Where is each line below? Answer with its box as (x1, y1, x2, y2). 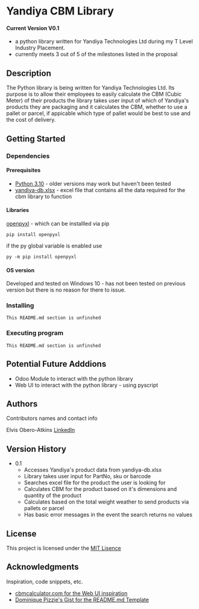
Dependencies (6, 152, 50, 160)
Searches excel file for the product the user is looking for (24, 479, 166, 486)
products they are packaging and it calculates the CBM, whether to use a (6, 104, 188, 111)
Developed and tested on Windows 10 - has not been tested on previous (6, 280, 186, 287)
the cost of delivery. (6, 116, 56, 123)
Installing (6, 301, 34, 310)
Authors (6, 399, 38, 409)
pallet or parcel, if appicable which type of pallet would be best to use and (6, 110, 191, 117)
